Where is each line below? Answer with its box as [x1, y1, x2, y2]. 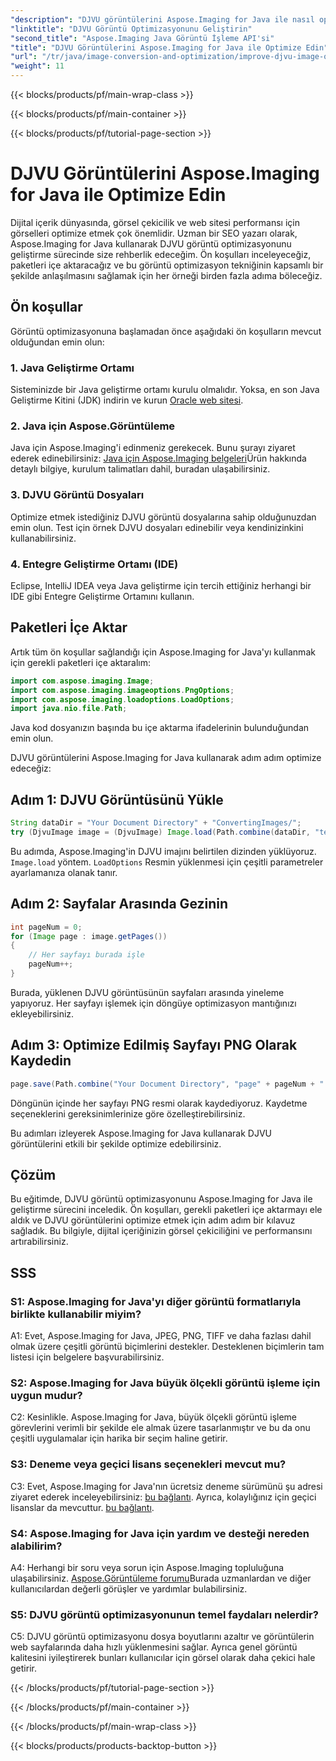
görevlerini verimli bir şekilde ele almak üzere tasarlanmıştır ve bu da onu [10, 1422, 311, 1434]
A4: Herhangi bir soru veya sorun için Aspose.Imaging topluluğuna [10, 1561, 285, 1573]
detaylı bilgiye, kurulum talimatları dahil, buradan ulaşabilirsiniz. [10, 463, 271, 475]
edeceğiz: [10, 762, 52, 775]
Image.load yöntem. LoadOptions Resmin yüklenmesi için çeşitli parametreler [10, 856, 324, 868]
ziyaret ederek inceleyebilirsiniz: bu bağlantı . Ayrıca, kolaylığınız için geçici [10, 1491, 317, 1503]
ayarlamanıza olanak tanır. [10, 866, 118, 878]
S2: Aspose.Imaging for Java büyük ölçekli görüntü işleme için [10, 1376, 321, 1390]
